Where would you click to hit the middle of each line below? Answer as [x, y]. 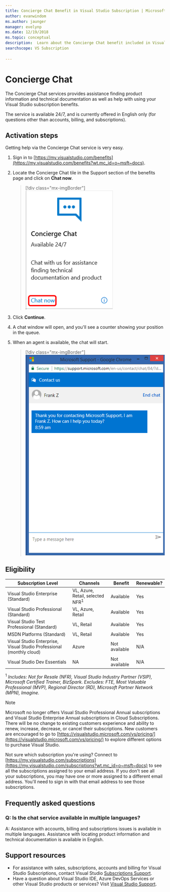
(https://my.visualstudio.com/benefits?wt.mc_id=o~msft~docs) [78, 163]
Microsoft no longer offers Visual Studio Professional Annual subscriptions [83, 713]
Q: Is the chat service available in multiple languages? [73, 817]
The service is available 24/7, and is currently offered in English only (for [80, 114]
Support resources [35, 856]
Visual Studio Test [26, 622]
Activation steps [32, 135]
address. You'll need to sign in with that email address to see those [75, 782]
